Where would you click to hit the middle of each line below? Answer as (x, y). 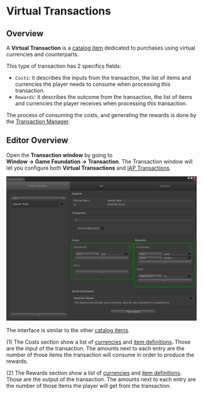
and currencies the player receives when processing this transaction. (101, 103)
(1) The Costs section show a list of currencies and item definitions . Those (98, 342)
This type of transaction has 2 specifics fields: (64, 66)
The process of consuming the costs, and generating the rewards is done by (101, 115)
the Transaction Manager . (38, 121)
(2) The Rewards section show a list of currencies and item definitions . (94, 373)
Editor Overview (37, 140)
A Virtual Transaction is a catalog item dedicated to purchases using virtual (101, 48)
